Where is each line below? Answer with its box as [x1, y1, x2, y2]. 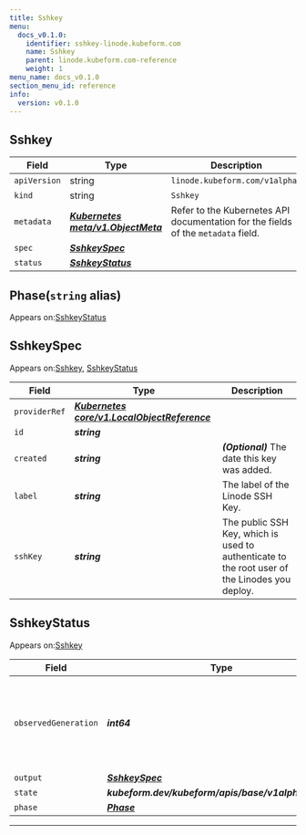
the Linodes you [221, 572, 291, 585]
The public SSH [221, 516, 289, 528]
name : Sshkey [25, 47, 76, 57]
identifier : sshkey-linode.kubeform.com [25, 38, 181, 48]
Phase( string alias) [9, 287, 121, 303]
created [14, 453, 47, 464]
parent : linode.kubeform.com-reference [25, 56, 178, 65]
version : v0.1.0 [17, 98, 79, 108]
